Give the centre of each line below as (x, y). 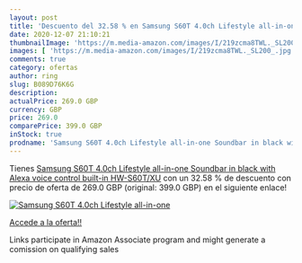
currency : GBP (36, 110)
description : (34, 92)
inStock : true (36, 135)
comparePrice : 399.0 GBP (56, 127)
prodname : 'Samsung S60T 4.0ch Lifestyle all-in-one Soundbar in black (146, 143)
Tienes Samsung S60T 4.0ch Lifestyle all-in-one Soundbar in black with (142, 168)
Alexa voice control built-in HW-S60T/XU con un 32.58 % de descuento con (151, 178)
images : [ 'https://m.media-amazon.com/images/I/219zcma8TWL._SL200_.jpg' (152, 51)
